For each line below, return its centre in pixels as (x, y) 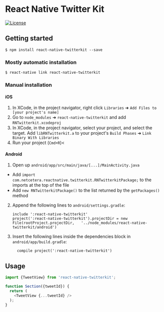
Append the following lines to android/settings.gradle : (69, 205)
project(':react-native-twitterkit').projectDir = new (70, 219)
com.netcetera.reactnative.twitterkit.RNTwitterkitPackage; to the (82, 180)
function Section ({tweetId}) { (37, 286)
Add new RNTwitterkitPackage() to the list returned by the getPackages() (86, 190)
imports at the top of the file (41, 185)
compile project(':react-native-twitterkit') (64, 251)
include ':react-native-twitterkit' (50, 214)
